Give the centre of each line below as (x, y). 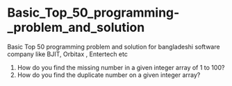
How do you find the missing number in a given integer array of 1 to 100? (121, 67)
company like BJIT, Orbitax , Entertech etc (68, 54)
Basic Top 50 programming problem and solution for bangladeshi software (114, 46)
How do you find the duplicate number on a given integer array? (109, 75)
